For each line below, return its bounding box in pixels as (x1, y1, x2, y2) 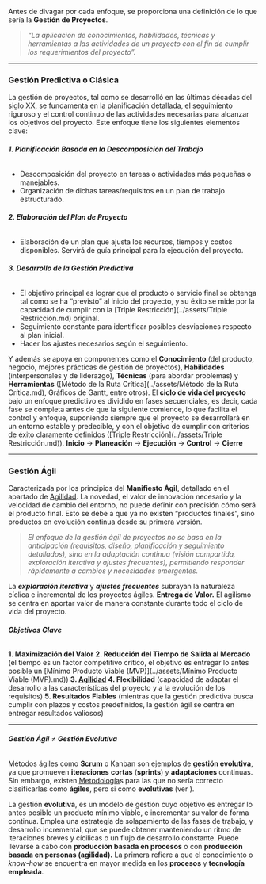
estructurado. (19, 194, 65, 204)
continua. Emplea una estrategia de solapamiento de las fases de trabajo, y (8, 816, 253, 825)
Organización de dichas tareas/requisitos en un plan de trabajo (19, 186, 226, 195)
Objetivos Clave (8, 625, 62, 634)
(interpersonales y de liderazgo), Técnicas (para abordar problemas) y (8, 370, 239, 380)
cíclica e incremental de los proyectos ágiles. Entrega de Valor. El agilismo (8, 590, 252, 599)
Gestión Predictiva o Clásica (8, 75, 119, 86)
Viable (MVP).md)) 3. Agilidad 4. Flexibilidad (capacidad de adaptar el (8, 675, 239, 684)
